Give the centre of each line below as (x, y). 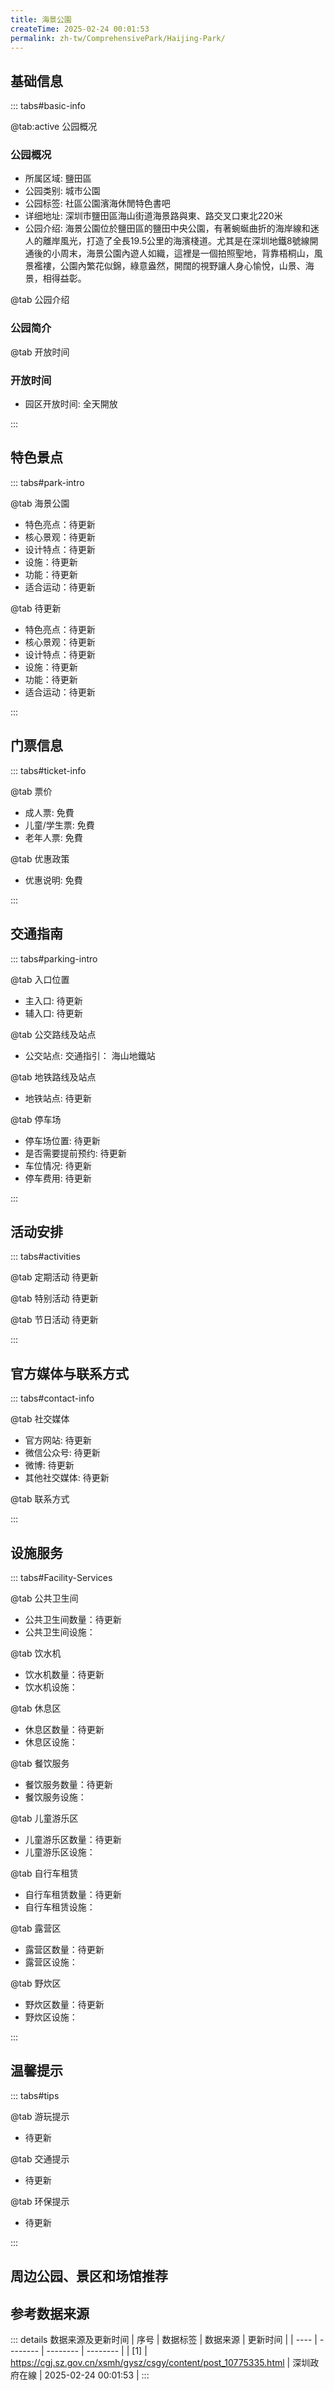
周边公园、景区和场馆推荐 (89, 2276)
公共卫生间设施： (60, 1632)
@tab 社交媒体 (40, 1419)
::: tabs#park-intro (47, 482)
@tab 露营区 (36, 1928)
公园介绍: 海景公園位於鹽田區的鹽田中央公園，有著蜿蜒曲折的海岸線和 (167, 228)
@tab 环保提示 (40, 2201)
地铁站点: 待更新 (58, 1098)
